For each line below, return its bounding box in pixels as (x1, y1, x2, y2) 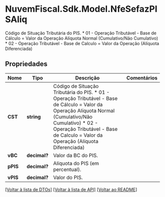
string (27, 113, 41, 120)
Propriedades (5, 60, 48, 68)
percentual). (53, 166, 82, 172)
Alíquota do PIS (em (53, 160, 99, 167)
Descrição (75, 74, 100, 81)
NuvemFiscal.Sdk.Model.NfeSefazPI (5, 3, 158, 15)
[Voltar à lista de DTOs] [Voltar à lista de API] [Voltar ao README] (5, 186, 137, 192)
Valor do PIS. (53, 174, 83, 181)
